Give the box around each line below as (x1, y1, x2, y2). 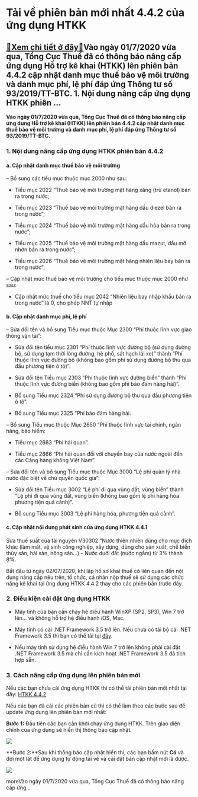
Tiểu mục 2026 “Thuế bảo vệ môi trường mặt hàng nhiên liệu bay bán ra (14, 258, 191, 265)
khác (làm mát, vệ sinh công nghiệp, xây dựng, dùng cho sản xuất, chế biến (6, 543, 191, 550)
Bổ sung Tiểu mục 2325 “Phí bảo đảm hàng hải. (14, 409, 131, 417)
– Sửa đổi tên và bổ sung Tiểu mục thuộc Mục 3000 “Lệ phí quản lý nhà (6, 468, 181, 475)
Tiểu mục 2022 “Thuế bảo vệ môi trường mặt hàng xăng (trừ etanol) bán (14, 187, 191, 194)
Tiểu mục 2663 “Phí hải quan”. (14, 439, 89, 446)
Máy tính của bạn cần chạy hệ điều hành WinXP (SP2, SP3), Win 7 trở (14, 608, 184, 615)
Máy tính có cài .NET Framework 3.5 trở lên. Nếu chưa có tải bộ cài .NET (14, 626, 191, 633)
